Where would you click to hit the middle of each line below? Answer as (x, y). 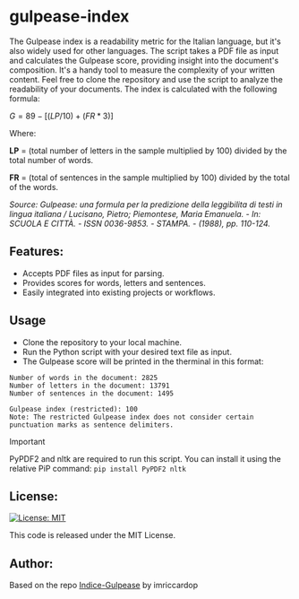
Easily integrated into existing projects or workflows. (119, 292)
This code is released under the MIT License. (93, 535)
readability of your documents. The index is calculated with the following (143, 89)
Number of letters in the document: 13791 (90, 386)
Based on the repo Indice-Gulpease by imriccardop (104, 586)
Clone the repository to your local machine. (102, 342)
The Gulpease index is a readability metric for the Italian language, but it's (145, 41)
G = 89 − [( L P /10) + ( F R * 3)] (61, 116)
